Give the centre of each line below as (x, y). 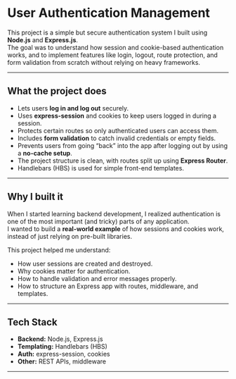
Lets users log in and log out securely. (73, 108)
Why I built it (35, 197)
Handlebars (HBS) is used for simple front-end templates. (101, 168)
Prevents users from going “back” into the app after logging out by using (123, 145)
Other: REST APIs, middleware (62, 361)
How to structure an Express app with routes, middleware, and (108, 286)
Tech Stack (32, 322)
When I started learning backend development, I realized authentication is (114, 213)
